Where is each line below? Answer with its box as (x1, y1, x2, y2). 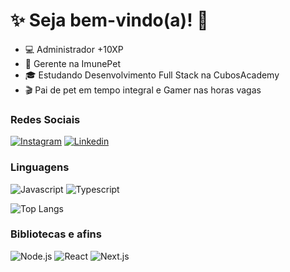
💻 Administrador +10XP (24, 43, 124, 55)
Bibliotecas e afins (10, 227, 102, 241)
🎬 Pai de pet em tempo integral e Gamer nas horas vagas (24, 84, 262, 96)
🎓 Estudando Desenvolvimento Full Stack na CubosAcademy (24, 69, 280, 81)
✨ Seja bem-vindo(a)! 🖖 (10, 9, 209, 32)
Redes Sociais (10, 112, 81, 126)
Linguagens (10, 160, 70, 174)
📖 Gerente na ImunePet (24, 57, 121, 69)
